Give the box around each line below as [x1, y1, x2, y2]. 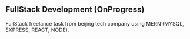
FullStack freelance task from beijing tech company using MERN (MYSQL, [5, 20, 185, 27]
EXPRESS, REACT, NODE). [5, 26, 69, 33]
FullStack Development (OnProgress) [5, 5, 145, 15]
